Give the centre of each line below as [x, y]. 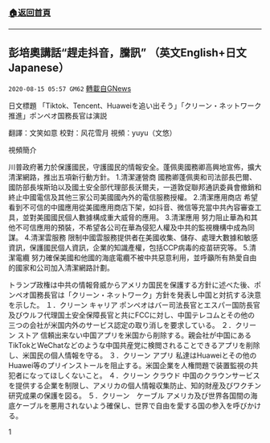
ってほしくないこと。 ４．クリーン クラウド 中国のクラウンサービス [148, 375]
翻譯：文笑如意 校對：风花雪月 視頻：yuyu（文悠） [92, 133]
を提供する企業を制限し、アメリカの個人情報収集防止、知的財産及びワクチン [135, 386]
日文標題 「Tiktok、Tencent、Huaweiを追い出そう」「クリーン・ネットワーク [135, 106]
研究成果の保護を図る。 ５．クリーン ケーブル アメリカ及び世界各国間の [129, 395]
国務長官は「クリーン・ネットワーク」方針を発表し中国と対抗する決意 [145, 295]
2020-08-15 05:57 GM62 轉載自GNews [70, 89]
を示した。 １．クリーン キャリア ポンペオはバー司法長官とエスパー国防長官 [135, 305]
